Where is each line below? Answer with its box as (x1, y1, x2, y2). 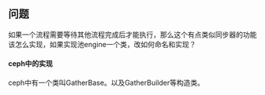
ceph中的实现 (8, 59, 54, 68)
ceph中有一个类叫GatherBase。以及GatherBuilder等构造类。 (8, 78, 205, 88)
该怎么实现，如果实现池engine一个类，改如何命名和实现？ (8, 39, 196, 49)
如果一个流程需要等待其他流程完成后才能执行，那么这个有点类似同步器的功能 (8, 30, 257, 39)
